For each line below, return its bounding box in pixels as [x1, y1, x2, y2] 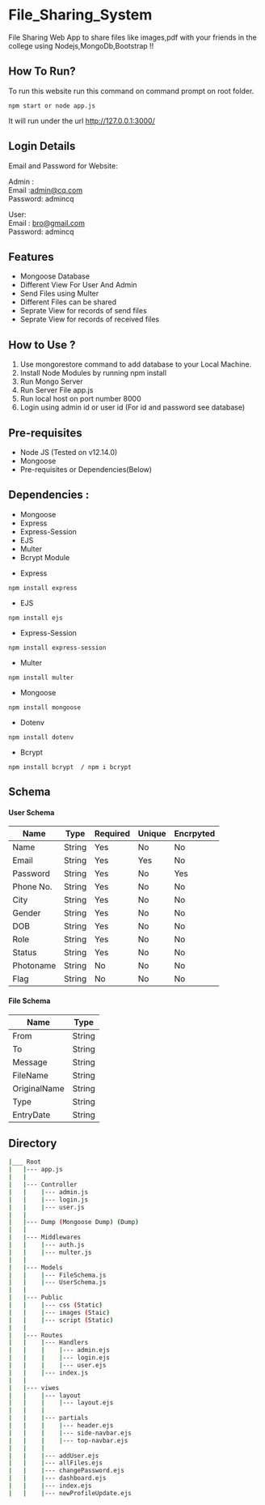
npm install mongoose [8, 703, 82, 712]
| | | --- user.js [8, 1203, 85, 1211]
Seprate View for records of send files [19, 306, 147, 316]
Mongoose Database [19, 271, 90, 281]
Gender [12, 908, 41, 919]
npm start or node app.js [8, 101, 95, 110]
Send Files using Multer [19, 289, 99, 299]
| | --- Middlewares [8, 1233, 82, 1242]
